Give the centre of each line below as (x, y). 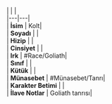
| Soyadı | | (23, 33)
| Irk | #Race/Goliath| (37, 56)
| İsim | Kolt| (24, 26)
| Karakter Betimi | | (36, 85)
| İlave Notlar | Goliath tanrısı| (49, 93)
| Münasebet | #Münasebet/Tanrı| (56, 78)
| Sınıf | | (19, 63)
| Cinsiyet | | (25, 48)
